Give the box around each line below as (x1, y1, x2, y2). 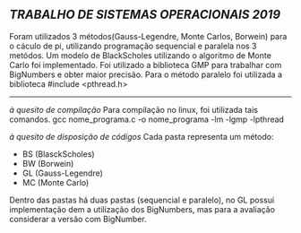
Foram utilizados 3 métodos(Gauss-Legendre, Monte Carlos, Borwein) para (9, 30, 288, 41)
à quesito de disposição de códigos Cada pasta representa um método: (9, 131, 274, 142)
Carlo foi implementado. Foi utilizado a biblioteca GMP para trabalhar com (9, 59, 282, 70)
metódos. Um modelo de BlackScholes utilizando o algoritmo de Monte (9, 49, 271, 61)
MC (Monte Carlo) (21, 177, 90, 187)
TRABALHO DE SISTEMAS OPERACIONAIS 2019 (9, 7, 280, 22)
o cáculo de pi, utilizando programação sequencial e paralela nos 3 (9, 40, 257, 51)
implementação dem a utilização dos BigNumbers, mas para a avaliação (9, 203, 276, 214)
